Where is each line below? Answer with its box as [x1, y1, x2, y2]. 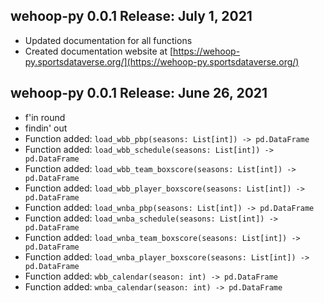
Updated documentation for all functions [24, 34, 193, 46]
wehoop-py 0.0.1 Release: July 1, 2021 [10, 8, 253, 25]
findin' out [24, 122, 68, 134]
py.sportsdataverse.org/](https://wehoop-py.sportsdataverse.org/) [24, 55, 300, 68]
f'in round [24, 111, 66, 123]
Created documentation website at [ [24, 45, 174, 57]
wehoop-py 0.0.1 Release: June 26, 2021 [10, 85, 268, 102]
